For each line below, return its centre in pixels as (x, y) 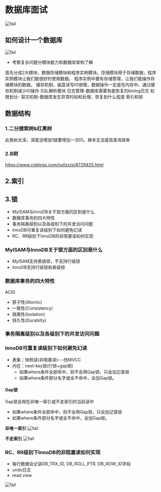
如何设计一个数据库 (34, 40)
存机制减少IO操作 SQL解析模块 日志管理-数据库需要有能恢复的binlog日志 (77, 91)
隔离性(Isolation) (28, 314)
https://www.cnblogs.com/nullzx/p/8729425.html (54, 164)
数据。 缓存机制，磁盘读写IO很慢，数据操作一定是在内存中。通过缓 (88, 84)
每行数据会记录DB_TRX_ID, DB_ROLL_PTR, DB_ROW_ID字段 (71, 464)
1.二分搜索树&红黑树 (29, 129)
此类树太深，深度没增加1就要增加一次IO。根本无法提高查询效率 (68, 140)
